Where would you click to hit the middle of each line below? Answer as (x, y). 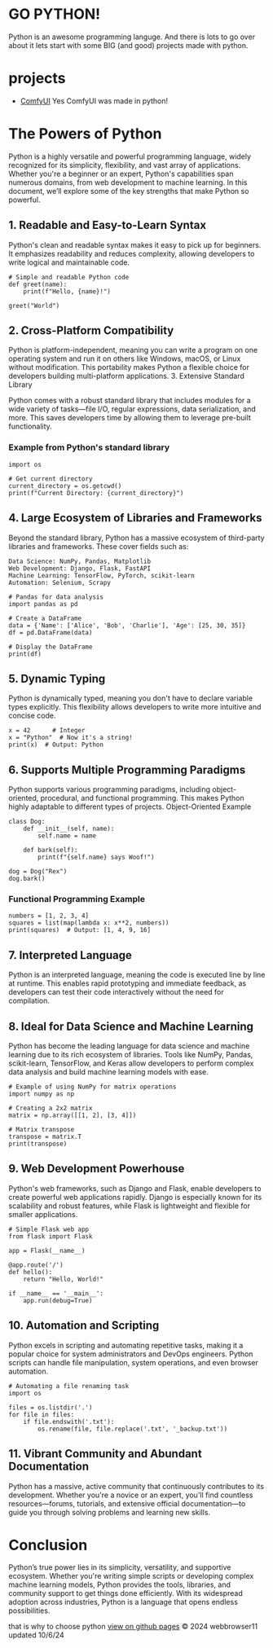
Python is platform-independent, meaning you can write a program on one (133, 350)
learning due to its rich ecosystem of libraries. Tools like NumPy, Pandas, (131, 1055)
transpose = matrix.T (45, 1137)
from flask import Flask (51, 1236)
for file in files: (42, 1414)
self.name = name (67, 836)
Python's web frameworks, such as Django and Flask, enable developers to (135, 1188)
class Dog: (27, 822)
